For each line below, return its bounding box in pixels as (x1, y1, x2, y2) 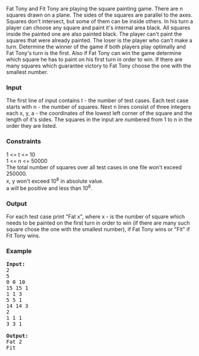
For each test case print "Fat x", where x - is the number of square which (6, 213, 185, 220)
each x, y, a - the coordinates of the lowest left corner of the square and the (6, 110, 192, 117)
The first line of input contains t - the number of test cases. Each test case (6, 97, 189, 104)
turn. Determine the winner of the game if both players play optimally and (6, 43, 186, 50)
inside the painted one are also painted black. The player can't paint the (6, 30, 182, 38)
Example (6, 247, 32, 256)
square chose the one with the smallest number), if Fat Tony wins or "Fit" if (6, 226, 190, 233)
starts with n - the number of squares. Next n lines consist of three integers (6, 103, 191, 111)
